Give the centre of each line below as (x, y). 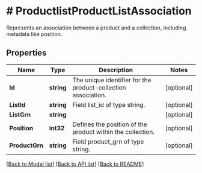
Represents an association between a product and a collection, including (96, 28)
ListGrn (20, 114)
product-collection (99, 87)
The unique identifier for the (112, 80)
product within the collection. (114, 132)
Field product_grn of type (108, 141)
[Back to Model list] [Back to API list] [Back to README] (75, 164)
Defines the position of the (110, 124)
